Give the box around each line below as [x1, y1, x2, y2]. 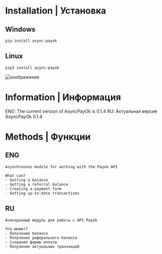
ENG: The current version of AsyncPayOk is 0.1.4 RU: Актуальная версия [5, 108, 157, 114]
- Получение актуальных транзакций [5, 244, 80, 249]
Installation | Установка [5, 5, 106, 17]
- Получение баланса [5, 231, 49, 236]
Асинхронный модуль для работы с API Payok [5, 217, 98, 223]
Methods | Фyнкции [5, 131, 91, 143]
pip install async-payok [5, 38, 57, 43]
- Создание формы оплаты [5, 239, 57, 244]
